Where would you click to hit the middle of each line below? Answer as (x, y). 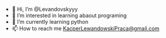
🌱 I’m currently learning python (50, 22)
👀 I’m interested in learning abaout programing (69, 15)
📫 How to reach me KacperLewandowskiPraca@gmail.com (86, 28)
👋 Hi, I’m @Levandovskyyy (45, 9)
